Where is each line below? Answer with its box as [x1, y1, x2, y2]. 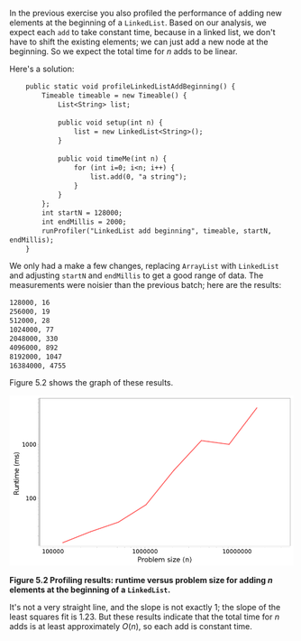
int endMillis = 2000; [41, 218, 127, 227]
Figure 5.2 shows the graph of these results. [9, 377, 174, 387]
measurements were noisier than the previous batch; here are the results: [9, 280, 282, 290]
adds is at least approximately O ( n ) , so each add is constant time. [9, 620, 252, 631]
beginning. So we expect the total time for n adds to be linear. [9, 46, 238, 57]
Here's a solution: [9, 63, 75, 74]
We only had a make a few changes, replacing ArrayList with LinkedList [9, 261, 279, 271]
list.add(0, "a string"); [89, 172, 187, 181]
